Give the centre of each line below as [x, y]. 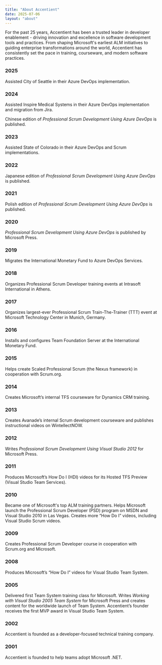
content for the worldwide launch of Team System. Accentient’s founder [77, 606]
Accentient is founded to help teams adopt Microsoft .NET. [64, 657]
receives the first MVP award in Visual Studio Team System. [65, 611]
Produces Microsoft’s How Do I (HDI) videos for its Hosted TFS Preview [76, 477]
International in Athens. [28, 289]
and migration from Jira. [29, 109]
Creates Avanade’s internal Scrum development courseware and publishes [79, 420]
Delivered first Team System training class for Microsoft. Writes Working [77, 596]
